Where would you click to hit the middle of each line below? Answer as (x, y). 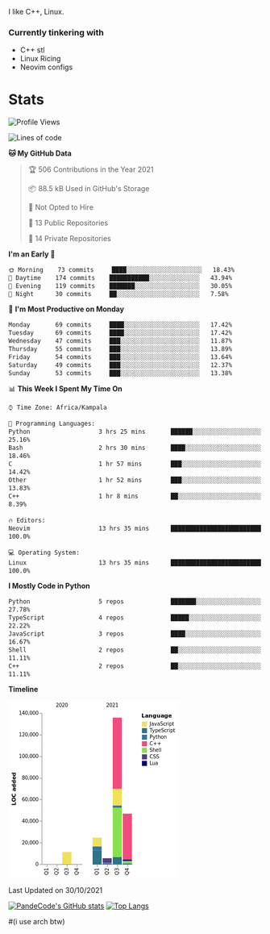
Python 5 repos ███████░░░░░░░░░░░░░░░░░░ (135, 602)
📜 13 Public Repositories (68, 223)
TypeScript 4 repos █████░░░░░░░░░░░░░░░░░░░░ (135, 618)
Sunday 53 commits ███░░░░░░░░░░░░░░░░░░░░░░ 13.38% (120, 373)
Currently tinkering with (56, 32)
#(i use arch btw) (37, 922)
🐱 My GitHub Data (40, 153)
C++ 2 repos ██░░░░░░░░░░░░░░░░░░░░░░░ (135, 666)
